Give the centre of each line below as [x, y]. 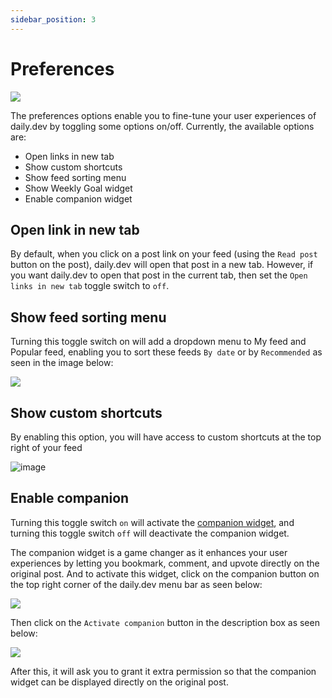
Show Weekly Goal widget [78, 188]
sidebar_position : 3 [53, 19]
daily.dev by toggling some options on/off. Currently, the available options [162, 126]
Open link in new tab [75, 229]
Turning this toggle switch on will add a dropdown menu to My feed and [158, 342]
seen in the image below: [62, 363]
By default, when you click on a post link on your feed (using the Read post [164, 254]
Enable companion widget [78, 198]
